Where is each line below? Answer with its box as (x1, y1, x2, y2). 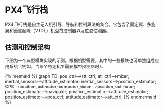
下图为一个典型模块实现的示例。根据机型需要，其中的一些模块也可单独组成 (5, 57, 155, 63)
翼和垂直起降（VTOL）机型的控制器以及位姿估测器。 (5, 27, 111, 33)
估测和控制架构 (5, 44, 50, 52)
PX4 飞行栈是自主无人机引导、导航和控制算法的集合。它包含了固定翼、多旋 (5, 22, 156, 27)
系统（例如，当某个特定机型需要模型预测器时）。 (9, 63, 106, 69)
